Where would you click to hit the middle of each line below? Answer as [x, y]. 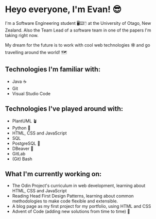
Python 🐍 [21, 128]
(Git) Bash [22, 159]
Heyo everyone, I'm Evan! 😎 [63, 9]
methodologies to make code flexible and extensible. [65, 201]
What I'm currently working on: [53, 174]
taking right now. [22, 35]
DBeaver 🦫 [23, 148]
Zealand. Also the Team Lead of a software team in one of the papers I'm [78, 30]
